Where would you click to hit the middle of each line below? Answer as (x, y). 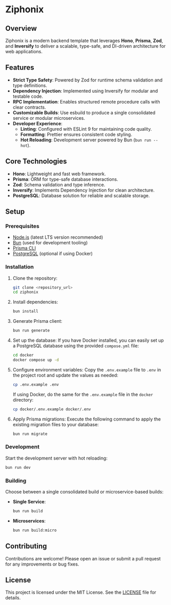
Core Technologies (36, 162)
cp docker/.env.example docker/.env (52, 409)
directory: (23, 400)
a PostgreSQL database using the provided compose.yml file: (76, 346)
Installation (20, 267)
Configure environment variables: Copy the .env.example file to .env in (87, 369)
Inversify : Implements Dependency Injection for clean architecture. (83, 190)
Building (16, 481)
